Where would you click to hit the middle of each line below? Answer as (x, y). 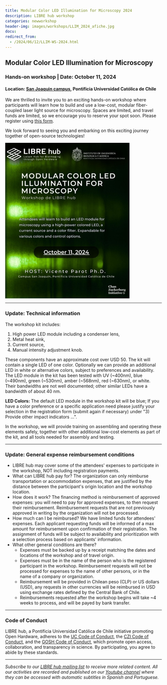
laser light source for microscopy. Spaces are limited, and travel (88, 111)
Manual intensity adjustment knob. (48, 350)
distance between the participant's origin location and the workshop (82, 486)
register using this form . (30, 121)
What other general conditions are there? (54, 545)
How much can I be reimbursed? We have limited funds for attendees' (84, 518)
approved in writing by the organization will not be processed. (76, 513)
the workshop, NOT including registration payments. (66, 470)
